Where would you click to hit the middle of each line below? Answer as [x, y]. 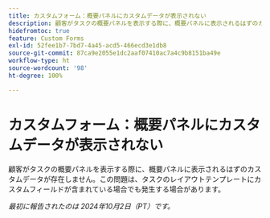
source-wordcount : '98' [48, 68]
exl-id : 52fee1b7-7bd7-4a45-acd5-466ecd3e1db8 [88, 46]
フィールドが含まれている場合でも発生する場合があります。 [127, 189]
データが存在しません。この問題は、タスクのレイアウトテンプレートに [138, 179]
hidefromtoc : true [39, 31]
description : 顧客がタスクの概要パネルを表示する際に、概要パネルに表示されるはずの [133, 23]
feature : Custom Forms [46, 38]
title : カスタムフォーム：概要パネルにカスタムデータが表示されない [107, 16]
